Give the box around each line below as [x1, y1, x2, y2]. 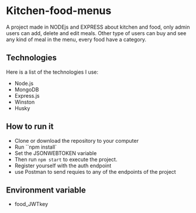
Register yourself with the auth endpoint [14, 162, 112, 169]
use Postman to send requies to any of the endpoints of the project [14, 168, 177, 175]
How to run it [6, 122, 54, 132]
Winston [14, 98, 35, 105]
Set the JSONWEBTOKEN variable [14, 149, 97, 156]
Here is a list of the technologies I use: [6, 68, 98, 75]
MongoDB [14, 86, 39, 93]
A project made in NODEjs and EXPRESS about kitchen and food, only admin [6, 23, 190, 30]
